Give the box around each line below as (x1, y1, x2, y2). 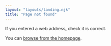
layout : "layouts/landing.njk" (5, 7, 70, 12)
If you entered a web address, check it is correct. (5, 25, 106, 31)
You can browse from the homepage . (5, 35, 82, 41)
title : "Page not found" (5, 12, 57, 17)
